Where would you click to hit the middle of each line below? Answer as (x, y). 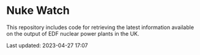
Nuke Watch (38, 11)
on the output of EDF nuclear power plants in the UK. (73, 33)
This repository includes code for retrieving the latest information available (100, 27)
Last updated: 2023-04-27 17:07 (47, 45)
